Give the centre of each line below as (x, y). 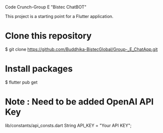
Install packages (39, 69)
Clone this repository (49, 36)
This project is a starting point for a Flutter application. (59, 16)
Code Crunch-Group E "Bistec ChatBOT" (46, 7)
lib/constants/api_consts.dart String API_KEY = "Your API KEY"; (68, 125)
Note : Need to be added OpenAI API (79, 102)
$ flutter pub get (21, 82)
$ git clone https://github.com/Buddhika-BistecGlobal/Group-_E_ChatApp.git (81, 49)
